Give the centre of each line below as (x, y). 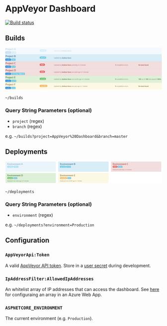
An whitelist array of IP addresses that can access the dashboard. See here (82, 289)
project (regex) (28, 121)
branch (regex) (27, 126)
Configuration (27, 240)
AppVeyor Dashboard (50, 9)
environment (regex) (33, 215)
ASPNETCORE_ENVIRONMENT (34, 308)
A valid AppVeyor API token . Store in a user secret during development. (78, 266)
